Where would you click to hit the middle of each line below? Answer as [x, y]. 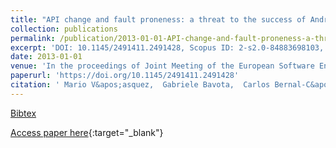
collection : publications [64, 29]
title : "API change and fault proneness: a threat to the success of [158, 19]
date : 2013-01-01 [46, 57]
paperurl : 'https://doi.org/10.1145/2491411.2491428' [125, 76]
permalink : [33, 38]
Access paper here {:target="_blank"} [87, 132]
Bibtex [23, 113]
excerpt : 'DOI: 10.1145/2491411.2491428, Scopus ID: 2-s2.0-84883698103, [167, 47]
